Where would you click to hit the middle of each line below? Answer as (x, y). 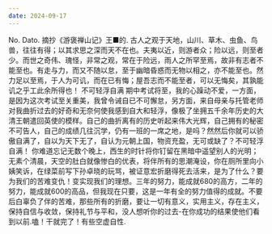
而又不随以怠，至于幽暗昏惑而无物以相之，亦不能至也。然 (168, 70)
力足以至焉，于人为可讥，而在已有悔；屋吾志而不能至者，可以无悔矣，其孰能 (136, 80)
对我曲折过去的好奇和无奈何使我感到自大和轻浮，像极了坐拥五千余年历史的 (132, 111)
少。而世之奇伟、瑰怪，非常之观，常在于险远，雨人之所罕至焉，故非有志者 (132, 60)
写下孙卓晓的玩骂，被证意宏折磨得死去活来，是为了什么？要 (164, 171)
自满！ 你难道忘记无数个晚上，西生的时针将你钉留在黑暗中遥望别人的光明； (134, 151)
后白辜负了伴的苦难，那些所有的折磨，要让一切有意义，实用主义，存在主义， (136, 201)
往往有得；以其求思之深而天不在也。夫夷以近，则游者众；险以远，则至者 (143, 50)
